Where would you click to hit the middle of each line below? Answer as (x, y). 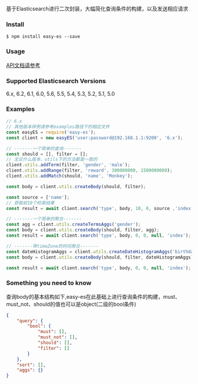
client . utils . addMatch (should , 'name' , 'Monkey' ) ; (70, 176)
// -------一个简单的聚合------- (44, 219)
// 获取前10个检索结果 (30, 203)
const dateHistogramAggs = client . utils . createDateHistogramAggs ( (89, 251)
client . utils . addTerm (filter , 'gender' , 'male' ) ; (68, 165)
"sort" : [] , (31, 365)
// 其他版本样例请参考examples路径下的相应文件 (58, 127)
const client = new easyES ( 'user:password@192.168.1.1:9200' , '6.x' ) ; (95, 138)
